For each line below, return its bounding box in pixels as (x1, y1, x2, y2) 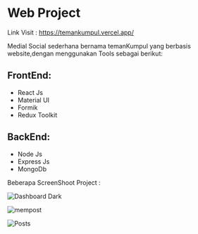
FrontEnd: (7, 70, 51, 82)
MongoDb (17, 164, 47, 173)
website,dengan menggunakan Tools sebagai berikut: (7, 49, 163, 58)
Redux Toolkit (17, 110, 58, 119)
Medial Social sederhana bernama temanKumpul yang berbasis (7, 41, 192, 50)
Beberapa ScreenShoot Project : (7, 178, 101, 187)
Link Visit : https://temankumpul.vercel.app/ (7, 28, 134, 37)
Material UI (17, 96, 50, 104)
